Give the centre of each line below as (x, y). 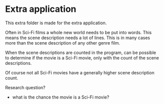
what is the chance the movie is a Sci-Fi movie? (61, 97)
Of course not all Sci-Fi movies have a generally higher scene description (80, 72)
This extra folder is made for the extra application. (56, 23)
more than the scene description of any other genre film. (62, 43)
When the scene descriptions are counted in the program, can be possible (81, 52)
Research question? (25, 87)
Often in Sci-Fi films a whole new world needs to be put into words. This (79, 32)
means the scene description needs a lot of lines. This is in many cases (78, 38)
